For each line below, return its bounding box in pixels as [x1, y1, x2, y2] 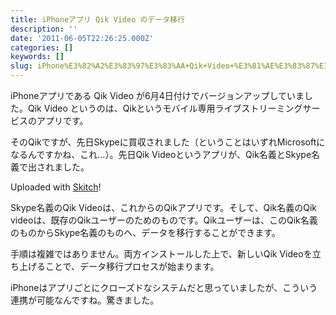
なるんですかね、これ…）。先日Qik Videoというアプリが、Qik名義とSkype [10, 149, 312, 160]
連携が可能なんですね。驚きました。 [10, 294, 160, 306]
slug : [10, 61, 33, 71]
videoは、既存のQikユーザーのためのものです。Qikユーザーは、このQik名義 [10, 214, 318, 226]
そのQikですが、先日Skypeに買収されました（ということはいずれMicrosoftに [10, 136, 326, 148]
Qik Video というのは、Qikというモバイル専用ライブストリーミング [27, 102, 303, 114]
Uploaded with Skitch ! [10, 181, 102, 193]
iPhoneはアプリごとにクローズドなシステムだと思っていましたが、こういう [10, 282, 318, 293]
